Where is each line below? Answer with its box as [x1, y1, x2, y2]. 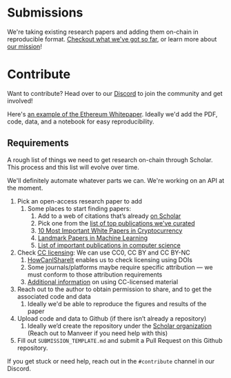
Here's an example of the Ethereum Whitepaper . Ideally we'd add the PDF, [7, 110, 218, 118]
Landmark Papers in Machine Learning [37, 233, 148, 242]
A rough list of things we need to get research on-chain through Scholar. [7, 155, 213, 163]
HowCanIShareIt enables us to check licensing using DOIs [27, 255, 193, 263]
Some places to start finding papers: [27, 204, 131, 212]
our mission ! [7, 42, 43, 50]
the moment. [7, 183, 43, 192]
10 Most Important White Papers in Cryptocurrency [37, 226, 183, 235]
